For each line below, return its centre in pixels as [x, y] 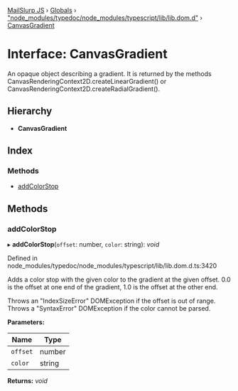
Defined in [22, 258]
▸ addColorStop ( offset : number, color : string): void [83, 245]
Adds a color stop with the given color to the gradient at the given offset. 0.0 [119, 279]
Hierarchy [30, 111]
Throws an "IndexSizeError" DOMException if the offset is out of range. [112, 301]
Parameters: [26, 322]
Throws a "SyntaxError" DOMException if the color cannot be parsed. [109, 309]
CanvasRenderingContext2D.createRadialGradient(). [84, 89]
